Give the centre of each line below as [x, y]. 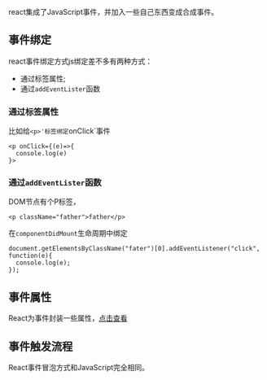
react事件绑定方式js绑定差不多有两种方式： [81, 61]
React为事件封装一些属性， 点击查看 [68, 318]
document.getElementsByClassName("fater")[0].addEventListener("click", [134, 249]
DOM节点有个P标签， [44, 202]
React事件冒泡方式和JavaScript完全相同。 [79, 368]
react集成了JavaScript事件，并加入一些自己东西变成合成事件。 [114, 12]
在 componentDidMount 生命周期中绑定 [68, 234]
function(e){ [31, 256]
